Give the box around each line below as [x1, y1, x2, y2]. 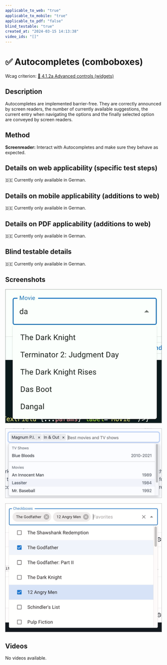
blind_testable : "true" [5, 24, 55, 29]
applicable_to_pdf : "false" [5, 18, 64, 23]
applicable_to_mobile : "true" [5, 13, 68, 18]
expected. [5, 149, 26, 155]
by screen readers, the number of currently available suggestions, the [5, 106, 148, 112]
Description [5, 88, 42, 96]
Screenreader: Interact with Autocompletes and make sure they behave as [5, 144, 159, 150]
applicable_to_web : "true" [5, 8, 61, 13]
